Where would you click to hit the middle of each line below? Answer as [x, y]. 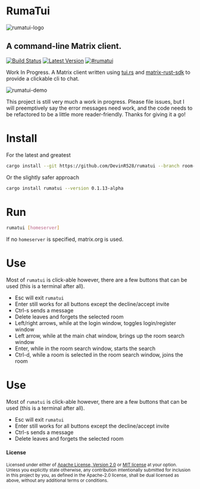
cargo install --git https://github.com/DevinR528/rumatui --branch [93, 166]
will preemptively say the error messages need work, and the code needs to [99, 108]
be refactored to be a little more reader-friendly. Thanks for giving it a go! [96, 114]
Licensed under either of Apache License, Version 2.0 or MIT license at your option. [92, 465]
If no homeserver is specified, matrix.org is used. [65, 239]
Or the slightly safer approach [43, 177]
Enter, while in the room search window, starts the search [85, 349]
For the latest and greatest [39, 155]
